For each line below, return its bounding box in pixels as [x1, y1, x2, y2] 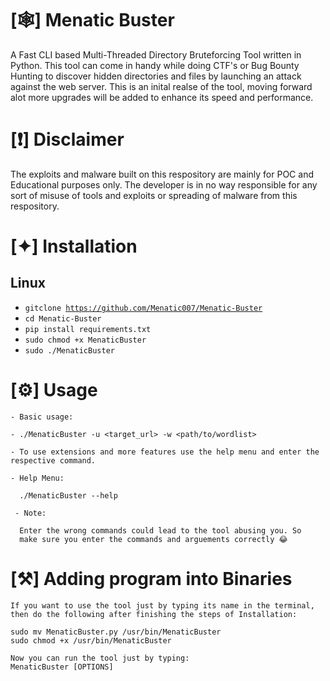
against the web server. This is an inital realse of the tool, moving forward [10, 80, 313, 92]
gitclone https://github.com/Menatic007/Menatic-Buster [24, 303, 263, 313]
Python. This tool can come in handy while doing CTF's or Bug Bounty [10, 59, 300, 71]
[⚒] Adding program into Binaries [10, 568, 293, 590]
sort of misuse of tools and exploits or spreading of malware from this [10, 189, 298, 201]
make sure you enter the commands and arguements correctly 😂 [19, 534, 288, 544]
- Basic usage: [10, 412, 74, 422]
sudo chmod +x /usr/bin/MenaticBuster [10, 635, 172, 646]
